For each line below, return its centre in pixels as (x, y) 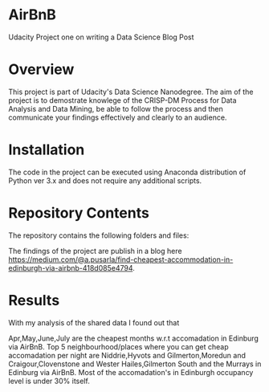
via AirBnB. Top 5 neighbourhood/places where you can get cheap (118, 346)
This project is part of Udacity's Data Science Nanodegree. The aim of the (131, 92)
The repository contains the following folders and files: (99, 235)
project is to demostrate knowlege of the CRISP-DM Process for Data (122, 100)
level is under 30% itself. (49, 381)
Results (34, 300)
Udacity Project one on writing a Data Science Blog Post (101, 37)
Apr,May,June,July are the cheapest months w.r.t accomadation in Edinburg (134, 338)
